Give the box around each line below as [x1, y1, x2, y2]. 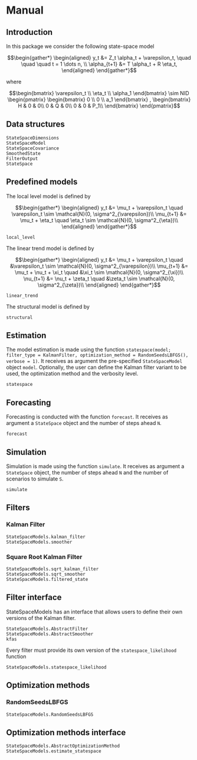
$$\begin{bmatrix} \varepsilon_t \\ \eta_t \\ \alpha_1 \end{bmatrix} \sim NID [9, 90, 189, 96]
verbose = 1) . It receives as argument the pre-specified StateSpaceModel [6, 358, 183, 365]
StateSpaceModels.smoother [6, 539, 73, 545]
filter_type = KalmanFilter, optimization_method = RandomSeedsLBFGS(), [6, 352, 189, 358]
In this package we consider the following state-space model [6, 43, 155, 50]
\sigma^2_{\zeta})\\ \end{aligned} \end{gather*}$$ [37, 281, 161, 288]
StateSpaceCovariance [6, 145, 60, 151]
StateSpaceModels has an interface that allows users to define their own [6, 608, 183, 615]
